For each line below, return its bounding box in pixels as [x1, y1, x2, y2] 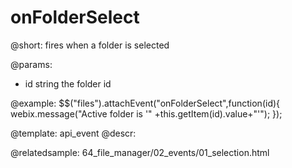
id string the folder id [24, 77, 112, 90]
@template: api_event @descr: [10, 127, 137, 139]
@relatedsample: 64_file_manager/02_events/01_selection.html [10, 146, 270, 158]
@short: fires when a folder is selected [10, 39, 170, 51]
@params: [10, 58, 53, 70]
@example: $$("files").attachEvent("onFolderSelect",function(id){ [10, 97, 281, 109]
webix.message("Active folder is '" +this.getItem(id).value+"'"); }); [10, 107, 283, 120]
